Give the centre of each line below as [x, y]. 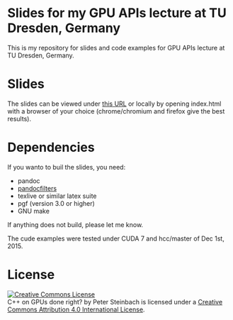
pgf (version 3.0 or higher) [56, 203]
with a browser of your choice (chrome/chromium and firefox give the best [116, 111]
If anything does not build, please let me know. [75, 224]
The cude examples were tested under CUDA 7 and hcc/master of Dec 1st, [116, 238]
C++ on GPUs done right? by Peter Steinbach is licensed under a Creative [115, 302]
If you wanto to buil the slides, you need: [67, 167]
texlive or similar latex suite [57, 196]
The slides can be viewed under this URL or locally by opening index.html [114, 104]
